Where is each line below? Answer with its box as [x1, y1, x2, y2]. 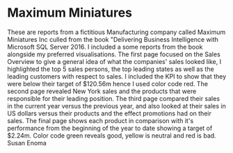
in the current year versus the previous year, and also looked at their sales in [7, 102, 226, 110]
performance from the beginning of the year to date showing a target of [7, 124, 213, 132]
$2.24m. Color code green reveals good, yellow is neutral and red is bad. [7, 131, 217, 140]
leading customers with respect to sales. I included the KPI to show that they [7, 72, 227, 81]
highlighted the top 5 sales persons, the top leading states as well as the [7, 65, 214, 73]
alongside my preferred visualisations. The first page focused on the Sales [7, 50, 220, 58]
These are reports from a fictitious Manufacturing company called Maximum [7, 28, 226, 36]
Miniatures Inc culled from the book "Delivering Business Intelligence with [7, 35, 219, 43]
